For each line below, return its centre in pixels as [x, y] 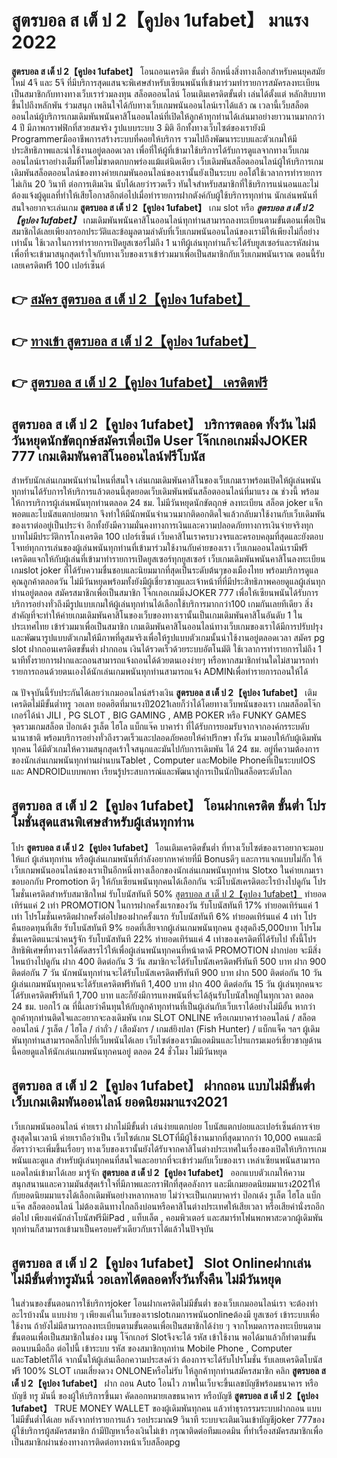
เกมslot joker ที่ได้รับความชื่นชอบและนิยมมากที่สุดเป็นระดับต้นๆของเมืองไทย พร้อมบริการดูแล [165, 570]
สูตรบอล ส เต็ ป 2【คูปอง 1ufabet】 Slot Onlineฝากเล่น [161, 1262]
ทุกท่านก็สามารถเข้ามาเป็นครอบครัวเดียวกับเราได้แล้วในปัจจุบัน [112, 1228]
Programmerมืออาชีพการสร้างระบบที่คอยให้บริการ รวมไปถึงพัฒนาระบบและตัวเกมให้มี [154, 138]
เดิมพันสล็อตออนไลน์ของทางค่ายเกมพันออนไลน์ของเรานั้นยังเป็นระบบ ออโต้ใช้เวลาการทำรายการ [167, 172]
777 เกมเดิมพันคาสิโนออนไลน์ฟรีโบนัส [108, 456]
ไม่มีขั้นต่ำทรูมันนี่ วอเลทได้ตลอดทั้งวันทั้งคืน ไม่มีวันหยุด [146, 1279]
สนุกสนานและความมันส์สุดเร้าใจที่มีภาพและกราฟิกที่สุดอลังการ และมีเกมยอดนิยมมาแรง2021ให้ [166, 1183]
